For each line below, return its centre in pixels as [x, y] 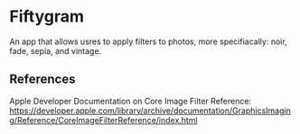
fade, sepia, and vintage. [56, 50]
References [42, 80]
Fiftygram [47, 17]
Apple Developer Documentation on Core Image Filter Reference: [130, 101]
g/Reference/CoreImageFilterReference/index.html [103, 120]
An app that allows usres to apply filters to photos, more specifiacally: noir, [148, 41]
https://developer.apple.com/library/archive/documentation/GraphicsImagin [150, 111]
